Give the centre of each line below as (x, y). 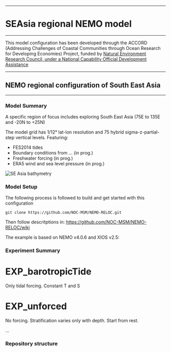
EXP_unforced (36, 306)
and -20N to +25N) (25, 122)
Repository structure (32, 344)
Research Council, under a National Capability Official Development (76, 59)
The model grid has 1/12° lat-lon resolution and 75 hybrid (65, 132)
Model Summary (26, 106)
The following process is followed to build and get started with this (75, 198)
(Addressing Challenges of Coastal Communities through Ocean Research (83, 48)
